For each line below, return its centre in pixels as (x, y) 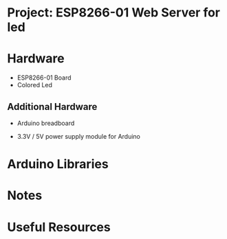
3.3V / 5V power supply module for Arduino (79, 136)
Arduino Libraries (58, 164)
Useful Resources (59, 227)
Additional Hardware (52, 107)
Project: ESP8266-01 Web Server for (113, 13)
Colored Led (35, 85)
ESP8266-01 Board (44, 78)
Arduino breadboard (46, 123)
